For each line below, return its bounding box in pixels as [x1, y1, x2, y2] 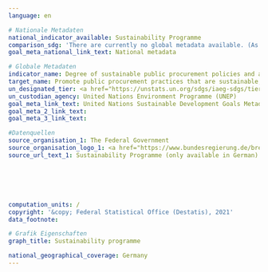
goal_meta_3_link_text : [8, 115, 88, 123]
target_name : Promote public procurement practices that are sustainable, [8, 77, 262, 85]
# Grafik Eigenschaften [8, 230, 88, 238]
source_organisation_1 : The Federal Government [8, 136, 170, 144]
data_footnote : [8, 215, 59, 223]
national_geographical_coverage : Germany [8, 252, 148, 260]
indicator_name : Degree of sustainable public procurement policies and [8, 70, 255, 78]
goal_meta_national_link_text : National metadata [8, 49, 177, 57]
